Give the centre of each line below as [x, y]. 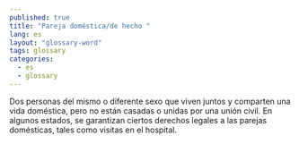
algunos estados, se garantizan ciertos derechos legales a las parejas [138, 120]
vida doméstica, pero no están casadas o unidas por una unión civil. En [141, 110]
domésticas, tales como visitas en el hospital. [93, 130]
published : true [40, 17]
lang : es [26, 34]
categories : [31, 59]
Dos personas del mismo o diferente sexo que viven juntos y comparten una [150, 101]
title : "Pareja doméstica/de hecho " [80, 26]
